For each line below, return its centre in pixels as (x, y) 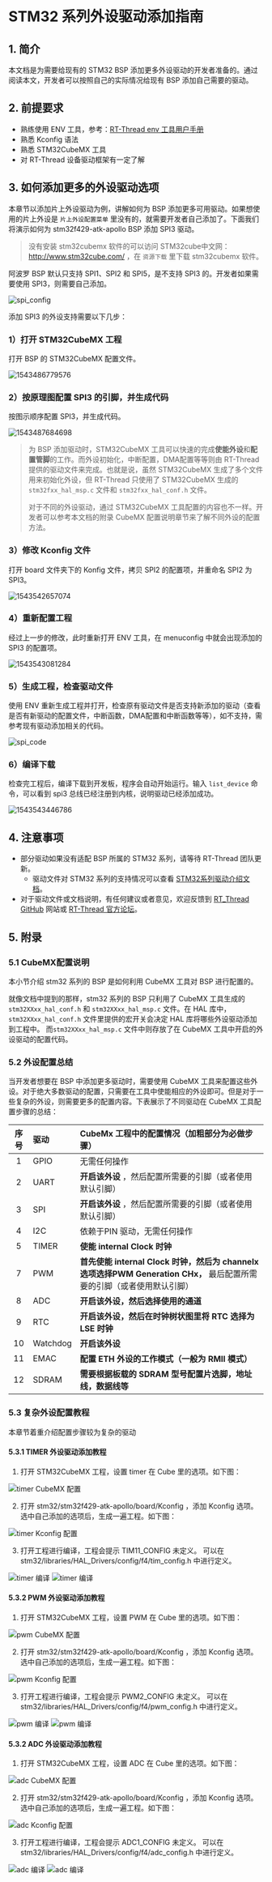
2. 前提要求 (36, 108)
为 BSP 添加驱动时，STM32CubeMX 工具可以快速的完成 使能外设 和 (139, 450)
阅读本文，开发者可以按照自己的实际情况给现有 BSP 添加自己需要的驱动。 (131, 80)
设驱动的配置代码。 (40, 1039)
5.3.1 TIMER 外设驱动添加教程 (57, 1452)
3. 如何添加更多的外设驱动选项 (84, 188)
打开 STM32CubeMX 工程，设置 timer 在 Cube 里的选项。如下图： (130, 1471)
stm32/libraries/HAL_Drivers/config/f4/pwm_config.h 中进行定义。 (131, 1706)
